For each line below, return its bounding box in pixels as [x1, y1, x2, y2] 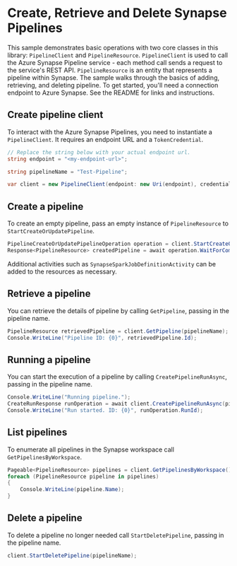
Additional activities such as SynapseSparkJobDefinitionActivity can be [7, 259, 217, 268]
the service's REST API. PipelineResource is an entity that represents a [7, 66, 213, 74]
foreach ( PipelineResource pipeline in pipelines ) [7, 473, 159, 480]
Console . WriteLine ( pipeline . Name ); [20, 486, 125, 493]
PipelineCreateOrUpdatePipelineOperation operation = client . [7, 240, 194, 248]
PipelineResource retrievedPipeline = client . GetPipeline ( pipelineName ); [7, 327, 229, 335]
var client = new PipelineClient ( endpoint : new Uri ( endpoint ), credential [7, 181, 232, 188]
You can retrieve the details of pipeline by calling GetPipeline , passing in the [7, 306, 230, 315]
